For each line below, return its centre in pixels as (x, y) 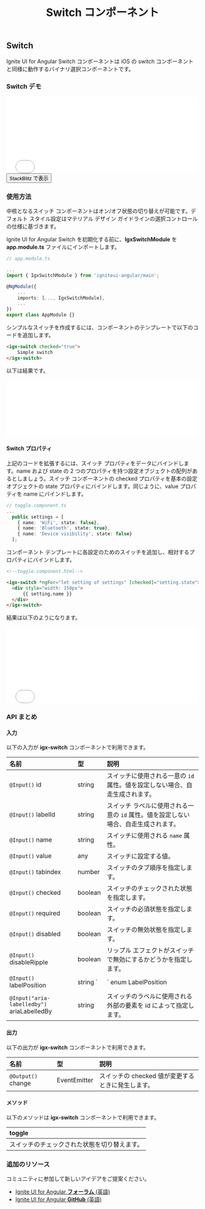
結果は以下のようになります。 (44, 618)
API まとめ (22, 717)
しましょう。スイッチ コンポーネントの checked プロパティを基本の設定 (107, 478)
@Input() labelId (32, 815)
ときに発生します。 (127, 1085)
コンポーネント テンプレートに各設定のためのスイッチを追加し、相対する (98, 552)
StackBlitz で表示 (29, 178)
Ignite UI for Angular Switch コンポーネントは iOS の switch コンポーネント (100, 61)
